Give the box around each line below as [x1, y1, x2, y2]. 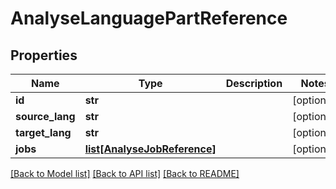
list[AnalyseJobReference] [84, 142, 217, 156]
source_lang [15, 110, 76, 123]
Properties [10, 47, 78, 64]
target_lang [15, 126, 72, 139]
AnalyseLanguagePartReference [10, 7, 288, 30]
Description [225, 77, 283, 90]
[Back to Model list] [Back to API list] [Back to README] [10, 168, 240, 179]
